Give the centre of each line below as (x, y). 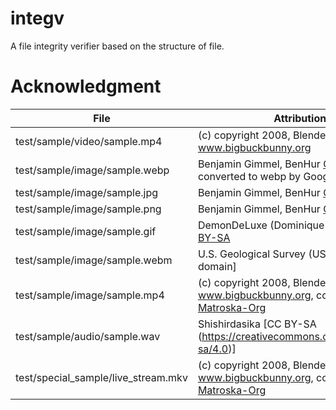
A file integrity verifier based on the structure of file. (117, 46)
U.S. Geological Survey (252, 254)
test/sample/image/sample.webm (94, 260)
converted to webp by (249, 176)
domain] (217, 266)
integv (37, 18)
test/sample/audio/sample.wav (88, 336)
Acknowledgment (86, 86)
